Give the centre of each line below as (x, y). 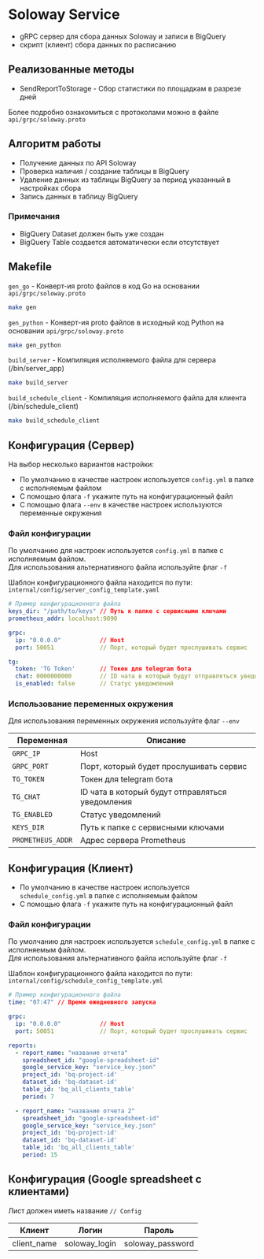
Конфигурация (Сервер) (71, 446)
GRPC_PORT (30, 767)
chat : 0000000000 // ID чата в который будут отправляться (126, 676)
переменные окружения (60, 513)
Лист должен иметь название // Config (75, 1210)
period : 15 (40, 1155)
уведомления (106, 802)
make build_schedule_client (54, 421)
